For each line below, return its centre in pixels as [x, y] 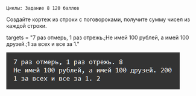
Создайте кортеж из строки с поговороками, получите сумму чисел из [98, 19]
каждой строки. [27, 26]
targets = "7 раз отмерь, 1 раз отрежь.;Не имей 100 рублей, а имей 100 [98, 37]
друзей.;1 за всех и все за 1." [43, 44]
